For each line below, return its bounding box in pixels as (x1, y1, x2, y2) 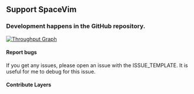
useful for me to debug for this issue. (6, 68, 96, 75)
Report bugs (6, 49, 37, 56)
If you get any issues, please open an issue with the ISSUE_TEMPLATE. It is (6, 61, 188, 69)
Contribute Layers (6, 81, 52, 88)
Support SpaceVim (6, 5, 77, 15)
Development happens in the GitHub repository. (6, 22, 146, 30)
